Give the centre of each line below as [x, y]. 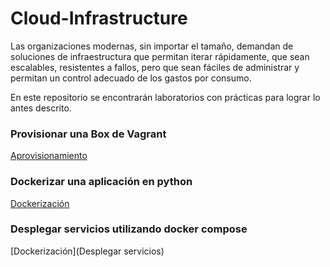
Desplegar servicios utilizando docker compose [129, 229]
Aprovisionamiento [49, 156]
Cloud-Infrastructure [99, 18]
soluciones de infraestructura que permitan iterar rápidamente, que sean [160, 56]
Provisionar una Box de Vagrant [88, 134]
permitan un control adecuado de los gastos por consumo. [131, 78]
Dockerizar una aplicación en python [101, 182]
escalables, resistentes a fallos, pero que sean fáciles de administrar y [155, 67]
